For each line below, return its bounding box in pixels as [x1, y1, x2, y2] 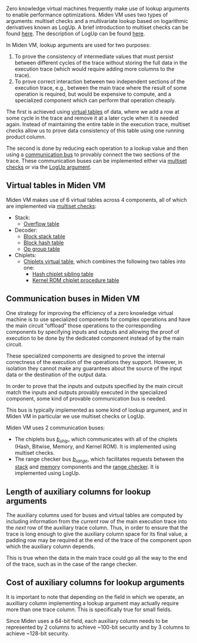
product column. [6, 133, 46, 140]
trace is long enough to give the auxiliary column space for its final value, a [6, 530, 188, 537]
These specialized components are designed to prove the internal [6, 352, 165, 359]
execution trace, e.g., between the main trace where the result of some [14, 84, 187, 91]
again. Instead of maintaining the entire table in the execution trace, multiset [6, 121, 191, 127]
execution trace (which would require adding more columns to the [14, 65, 175, 73]
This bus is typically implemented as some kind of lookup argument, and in [6, 406, 188, 414]
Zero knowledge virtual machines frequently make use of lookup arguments [6, 5, 190, 12]
